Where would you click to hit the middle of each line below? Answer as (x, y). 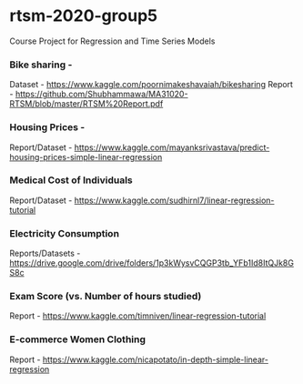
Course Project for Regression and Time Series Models (112, 41)
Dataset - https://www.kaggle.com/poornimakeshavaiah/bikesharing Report (151, 85)
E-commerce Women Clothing (78, 339)
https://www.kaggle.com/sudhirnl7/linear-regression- (174, 200)
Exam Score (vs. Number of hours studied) (106, 297)
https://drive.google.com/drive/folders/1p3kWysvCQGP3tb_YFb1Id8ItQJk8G (151, 263)
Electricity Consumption (65, 233)
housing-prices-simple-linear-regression (86, 157)
